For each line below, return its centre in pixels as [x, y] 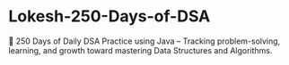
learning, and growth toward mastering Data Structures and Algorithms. [140, 50]
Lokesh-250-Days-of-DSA [109, 16]
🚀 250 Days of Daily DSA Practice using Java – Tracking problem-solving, [144, 41]
